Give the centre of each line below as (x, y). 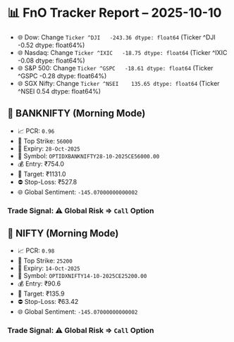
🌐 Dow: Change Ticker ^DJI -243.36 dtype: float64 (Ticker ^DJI (117, 37)
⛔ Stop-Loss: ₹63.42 (48, 302)
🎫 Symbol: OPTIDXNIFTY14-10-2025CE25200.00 (82, 276)
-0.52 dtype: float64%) (51, 45)
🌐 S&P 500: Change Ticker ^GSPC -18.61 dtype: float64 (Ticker (115, 68)
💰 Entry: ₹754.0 (41, 164)
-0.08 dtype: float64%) (51, 61)
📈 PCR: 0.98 (36, 251)
